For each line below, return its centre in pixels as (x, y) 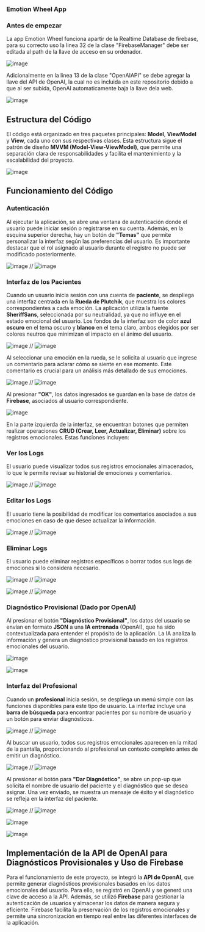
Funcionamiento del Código (60, 191)
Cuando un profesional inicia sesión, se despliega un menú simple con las (100, 699)
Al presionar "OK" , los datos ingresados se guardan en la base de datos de (101, 394)
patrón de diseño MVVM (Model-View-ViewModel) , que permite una (94, 147)
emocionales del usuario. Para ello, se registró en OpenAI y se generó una (99, 890)
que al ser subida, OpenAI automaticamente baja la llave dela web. (90, 89)
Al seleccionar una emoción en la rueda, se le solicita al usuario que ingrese (102, 358)
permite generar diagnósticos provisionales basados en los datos (88, 884)
